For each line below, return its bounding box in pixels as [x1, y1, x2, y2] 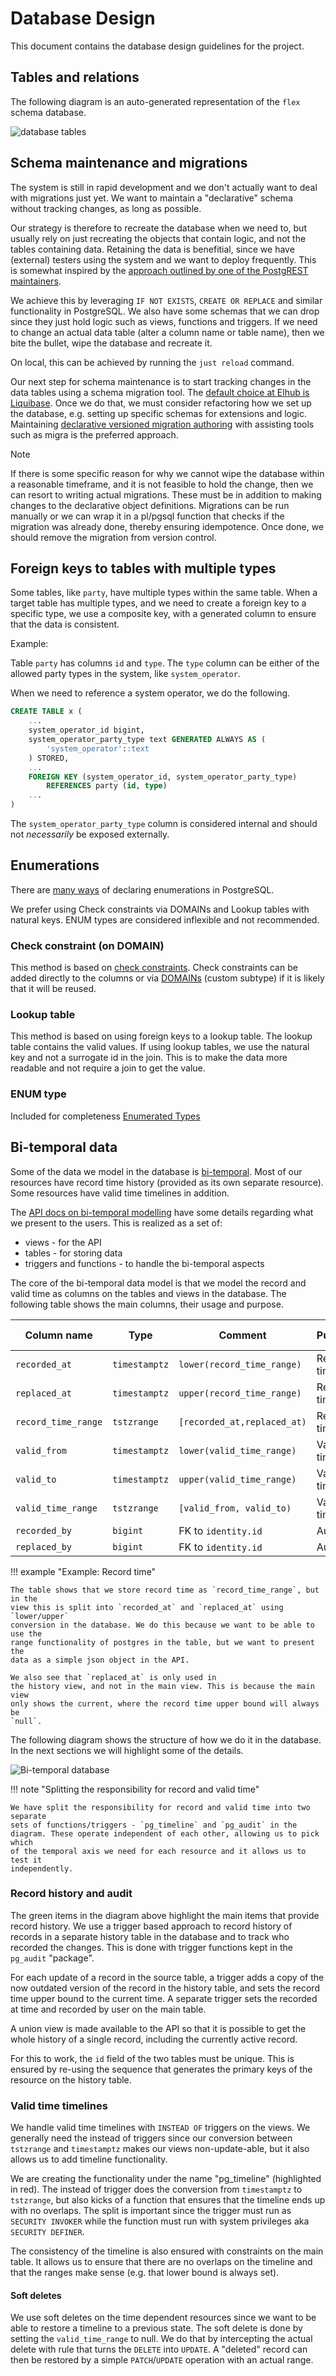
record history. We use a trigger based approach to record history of [10, 1920, 293, 1932]
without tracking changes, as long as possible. [10, 202, 202, 214]
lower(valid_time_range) [178, 1445, 297, 1456]
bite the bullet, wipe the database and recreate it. [10, 337, 213, 349]
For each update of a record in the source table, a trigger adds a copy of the [10, 1971, 325, 1983]
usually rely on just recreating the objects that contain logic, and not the [10, 232, 307, 244]
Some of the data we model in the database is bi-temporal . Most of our [10, 1165, 303, 1177]
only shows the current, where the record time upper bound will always [10, 1698, 320, 1709]
